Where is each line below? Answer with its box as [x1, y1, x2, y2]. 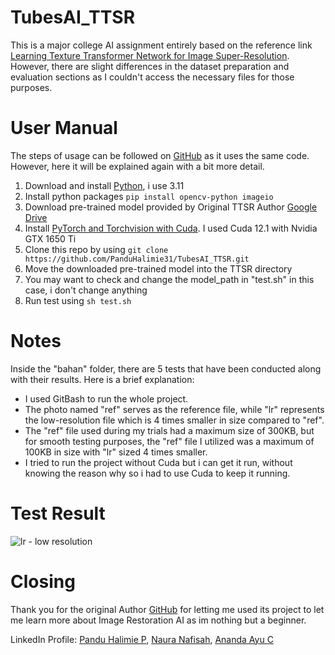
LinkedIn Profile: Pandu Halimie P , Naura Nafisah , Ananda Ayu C [10, 633, 274, 645]
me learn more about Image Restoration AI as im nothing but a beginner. [10, 614, 307, 626]
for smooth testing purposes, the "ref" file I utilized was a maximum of [24, 435, 315, 447]
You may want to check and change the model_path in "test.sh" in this [24, 273, 315, 285]
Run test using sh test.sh [24, 294, 132, 306]
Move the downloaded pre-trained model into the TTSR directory [24, 262, 293, 275]
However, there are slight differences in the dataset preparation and [10, 60, 290, 72]
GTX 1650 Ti [24, 232, 77, 245]
